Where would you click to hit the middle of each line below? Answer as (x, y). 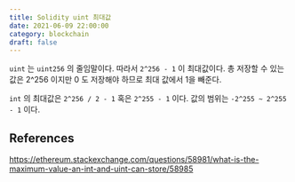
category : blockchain (49, 34)
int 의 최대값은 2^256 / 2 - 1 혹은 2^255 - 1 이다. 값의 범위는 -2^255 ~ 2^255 (148, 99)
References (42, 138)
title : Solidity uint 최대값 (60, 17)
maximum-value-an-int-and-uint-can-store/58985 (101, 169)
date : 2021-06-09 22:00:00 (59, 26)
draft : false (33, 42)
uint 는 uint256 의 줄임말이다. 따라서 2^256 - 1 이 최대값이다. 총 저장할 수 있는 (147, 68)
